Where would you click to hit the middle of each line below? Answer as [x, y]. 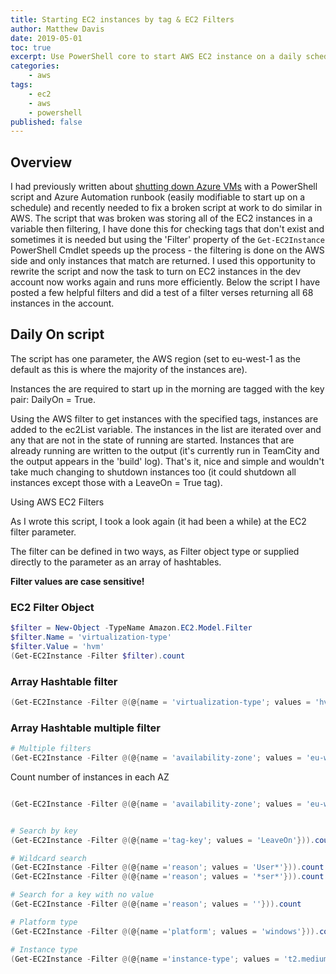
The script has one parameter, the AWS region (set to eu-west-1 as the [155, 358]
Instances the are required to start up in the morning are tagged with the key [167, 388]
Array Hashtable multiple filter [85, 728]
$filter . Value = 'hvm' [57, 646]
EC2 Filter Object [52, 607]
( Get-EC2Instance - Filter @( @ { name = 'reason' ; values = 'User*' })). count [167, 867]
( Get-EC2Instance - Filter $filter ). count [98, 656]
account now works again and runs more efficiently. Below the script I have [165, 282]
